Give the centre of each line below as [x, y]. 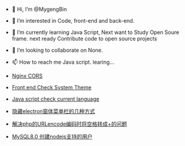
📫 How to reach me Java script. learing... [63, 62]
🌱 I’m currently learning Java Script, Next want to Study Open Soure [95, 32]
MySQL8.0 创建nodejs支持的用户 [52, 136]
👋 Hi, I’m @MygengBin [39, 9]
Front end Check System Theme [52, 87]
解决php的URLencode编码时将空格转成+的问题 [69, 124]
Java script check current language [55, 99]
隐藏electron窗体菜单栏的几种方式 [53, 111]
